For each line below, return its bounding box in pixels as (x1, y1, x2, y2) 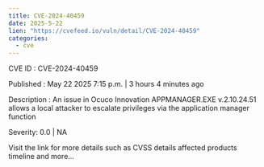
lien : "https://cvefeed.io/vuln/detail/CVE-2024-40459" (8, 26, 200, 35)
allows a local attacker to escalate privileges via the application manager (8, 104, 250, 113)
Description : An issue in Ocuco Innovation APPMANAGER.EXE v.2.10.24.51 (8, 95, 257, 104)
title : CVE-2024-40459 (8, 11, 85, 20)
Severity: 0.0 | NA (8, 128, 67, 137)
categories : (8, 34, 48, 43)
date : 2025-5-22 (8, 19, 63, 27)
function (8, 112, 36, 121)
